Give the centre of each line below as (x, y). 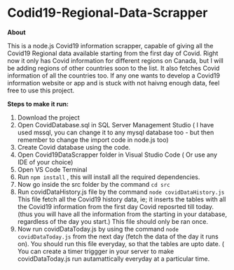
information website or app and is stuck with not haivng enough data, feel (113, 83)
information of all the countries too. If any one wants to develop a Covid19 (114, 76)
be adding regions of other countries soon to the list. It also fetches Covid (113, 68)
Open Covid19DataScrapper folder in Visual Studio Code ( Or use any (117, 155)
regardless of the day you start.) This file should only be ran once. (113, 221)
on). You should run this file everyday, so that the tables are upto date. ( (121, 243)
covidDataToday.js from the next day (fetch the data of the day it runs (118, 236)
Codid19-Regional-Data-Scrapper (108, 13)
